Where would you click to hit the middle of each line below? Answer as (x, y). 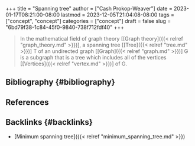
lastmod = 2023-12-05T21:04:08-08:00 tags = (118, 15)
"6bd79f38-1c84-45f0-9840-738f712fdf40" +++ (65, 27)
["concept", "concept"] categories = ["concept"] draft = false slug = (88, 21)
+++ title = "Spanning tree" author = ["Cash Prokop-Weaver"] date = (89, 9)
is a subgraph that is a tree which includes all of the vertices (93, 57)
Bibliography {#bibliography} (61, 82)
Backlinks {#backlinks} (49, 122)
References (27, 102)
